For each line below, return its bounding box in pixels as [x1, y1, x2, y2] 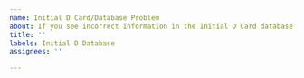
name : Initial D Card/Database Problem [9, 13, 160, 23]
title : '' [9, 30, 47, 39]
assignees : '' [9, 47, 63, 56]
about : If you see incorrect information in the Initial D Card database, [9, 22, 298, 31]
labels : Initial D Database [9, 38, 116, 48]
